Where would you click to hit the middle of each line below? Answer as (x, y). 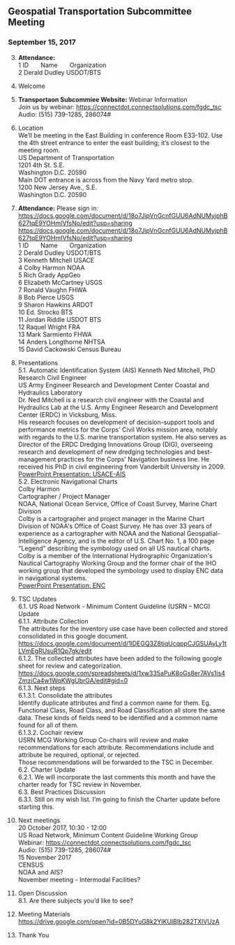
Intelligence (35, 541)
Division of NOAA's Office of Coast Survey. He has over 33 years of (115, 526)
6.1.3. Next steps (41, 688)
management (37, 459)
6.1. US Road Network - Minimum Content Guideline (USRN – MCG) (114, 606)
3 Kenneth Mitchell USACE (56, 260)
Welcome (32, 86)
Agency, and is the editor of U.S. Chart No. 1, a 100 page (134, 541)
